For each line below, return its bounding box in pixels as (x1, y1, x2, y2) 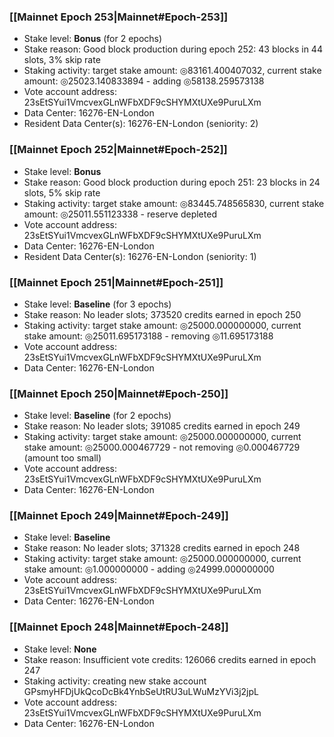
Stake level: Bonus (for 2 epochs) (23, 33, 163, 45)
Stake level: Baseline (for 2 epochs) (23, 410, 172, 422)
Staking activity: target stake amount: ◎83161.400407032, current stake (23, 65, 322, 77)
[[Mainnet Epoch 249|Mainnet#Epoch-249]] (9, 509, 229, 523)
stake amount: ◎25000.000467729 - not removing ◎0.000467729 (23, 441, 301, 454)
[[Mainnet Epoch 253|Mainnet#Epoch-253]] (9, 10, 229, 24)
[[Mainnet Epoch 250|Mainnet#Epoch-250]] (9, 386, 229, 400)
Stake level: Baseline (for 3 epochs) (23, 298, 172, 310)
